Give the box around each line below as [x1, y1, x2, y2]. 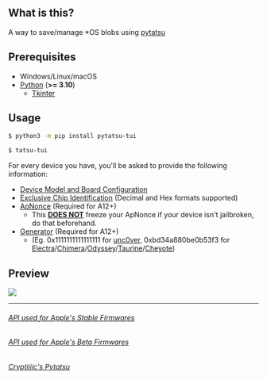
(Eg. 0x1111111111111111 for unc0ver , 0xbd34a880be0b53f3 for [31, 235, 230, 245]
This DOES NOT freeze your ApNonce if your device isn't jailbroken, [31, 210, 254, 220]
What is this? [8, 6, 75, 20]
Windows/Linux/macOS [19, 71, 98, 81]
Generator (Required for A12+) [19, 227, 119, 236]
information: [8, 170, 48, 179]
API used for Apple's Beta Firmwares [8, 337, 130, 347]
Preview [8, 266, 50, 280]
